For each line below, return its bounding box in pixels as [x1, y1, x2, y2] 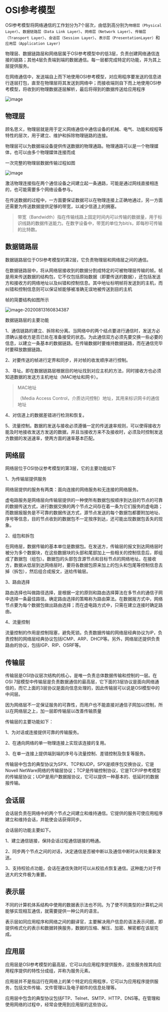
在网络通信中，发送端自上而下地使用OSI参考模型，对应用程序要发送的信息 [5, 73, 157, 79]
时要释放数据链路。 [5, 346, 45, 352]
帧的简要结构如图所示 [5, 296, 49, 302]
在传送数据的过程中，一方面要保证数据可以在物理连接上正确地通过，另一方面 [5, 197, 163, 203]
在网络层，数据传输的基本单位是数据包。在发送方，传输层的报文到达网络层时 [5, 543, 163, 549]
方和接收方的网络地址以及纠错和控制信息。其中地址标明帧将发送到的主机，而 [5, 279, 163, 285]
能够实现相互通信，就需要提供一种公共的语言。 [5, 908, 101, 914]
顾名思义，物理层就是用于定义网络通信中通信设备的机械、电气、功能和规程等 [5, 126, 163, 132]
